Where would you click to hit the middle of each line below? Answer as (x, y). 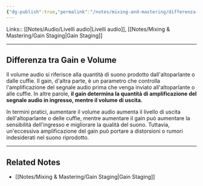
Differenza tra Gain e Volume (61, 60)
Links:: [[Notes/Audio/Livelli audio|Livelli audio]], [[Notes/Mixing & (88, 29)
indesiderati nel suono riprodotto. (48, 138)
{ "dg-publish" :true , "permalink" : (48, 12)
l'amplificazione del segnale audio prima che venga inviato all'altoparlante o (101, 88)
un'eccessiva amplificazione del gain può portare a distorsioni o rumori (95, 131)
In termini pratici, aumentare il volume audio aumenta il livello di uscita (94, 112)
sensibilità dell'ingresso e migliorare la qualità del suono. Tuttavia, (88, 125)
